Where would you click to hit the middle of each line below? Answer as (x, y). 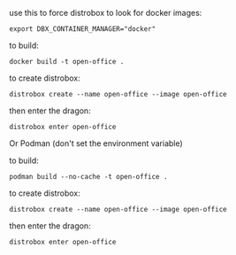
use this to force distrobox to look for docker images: (106, 13)
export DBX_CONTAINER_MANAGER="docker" (83, 29)
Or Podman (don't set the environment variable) (96, 143)
